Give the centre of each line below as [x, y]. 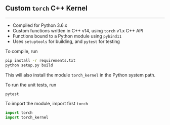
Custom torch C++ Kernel [46, 8]
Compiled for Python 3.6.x [40, 25]
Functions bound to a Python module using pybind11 [67, 36]
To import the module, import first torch [47, 104]
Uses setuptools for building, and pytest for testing [66, 41]
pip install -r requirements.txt [40, 60]
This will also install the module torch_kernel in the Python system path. [80, 75]
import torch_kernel [27, 118]
